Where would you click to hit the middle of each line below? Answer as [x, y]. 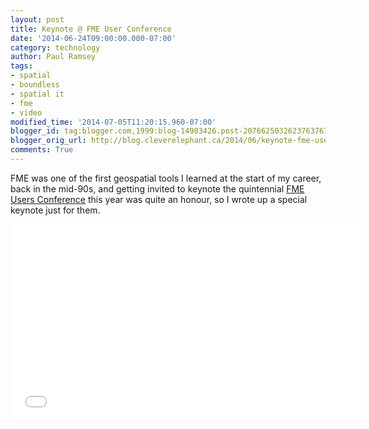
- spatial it [37, 94]
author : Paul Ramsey [53, 57]
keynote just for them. [55, 210]
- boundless [35, 85]
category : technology [55, 47]
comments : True [42, 150]
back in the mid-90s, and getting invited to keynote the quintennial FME [157, 188]
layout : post [37, 19]
